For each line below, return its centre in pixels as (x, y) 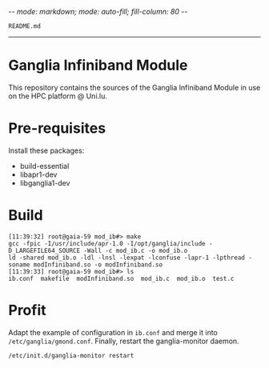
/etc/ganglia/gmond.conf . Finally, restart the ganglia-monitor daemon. (124, 341)
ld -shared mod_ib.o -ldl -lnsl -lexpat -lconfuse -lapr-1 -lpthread (127, 258)
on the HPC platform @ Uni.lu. (58, 96)
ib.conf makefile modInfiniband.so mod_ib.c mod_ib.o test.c (121, 278)
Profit (27, 310)
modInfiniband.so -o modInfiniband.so (98, 264)
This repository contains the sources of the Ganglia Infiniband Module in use (134, 87)
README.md (25, 26)
